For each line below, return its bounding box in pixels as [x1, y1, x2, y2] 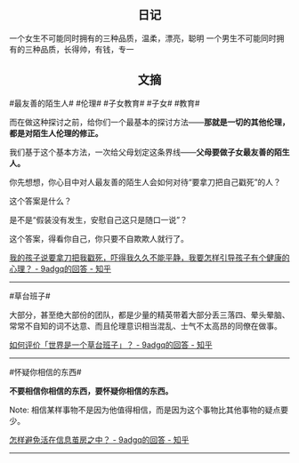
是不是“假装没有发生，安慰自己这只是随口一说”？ [9, 214, 189, 225]
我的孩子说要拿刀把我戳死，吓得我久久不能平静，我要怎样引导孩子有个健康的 [9, 251, 290, 263]
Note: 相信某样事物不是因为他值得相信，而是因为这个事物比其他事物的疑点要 [9, 404, 289, 415]
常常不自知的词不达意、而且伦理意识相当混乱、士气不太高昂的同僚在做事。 [9, 320, 282, 331]
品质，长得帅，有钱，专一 [39, 44, 134, 54]
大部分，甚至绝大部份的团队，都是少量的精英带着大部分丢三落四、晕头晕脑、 [9, 309, 290, 320]
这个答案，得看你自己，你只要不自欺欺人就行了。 [9, 233, 189, 243]
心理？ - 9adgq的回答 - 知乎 [9, 263, 111, 274]
